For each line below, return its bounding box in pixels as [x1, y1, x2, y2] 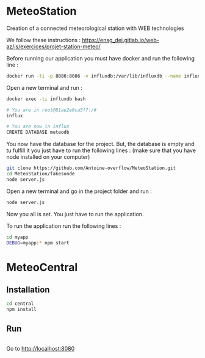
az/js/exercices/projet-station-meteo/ [6, 43, 101, 50]
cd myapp [6, 234, 29, 240]
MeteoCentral [6, 260, 78, 274]
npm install [6, 307, 37, 313]
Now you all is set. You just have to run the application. [6, 210, 144, 217]
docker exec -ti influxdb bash [6, 96, 86, 102]
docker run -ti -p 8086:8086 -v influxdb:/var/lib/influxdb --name [6, 73, 182, 79]
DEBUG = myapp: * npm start [6, 239, 70, 246]
